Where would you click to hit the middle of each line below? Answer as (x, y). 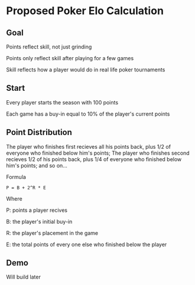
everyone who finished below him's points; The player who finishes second (98, 153)
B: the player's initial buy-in (39, 221)
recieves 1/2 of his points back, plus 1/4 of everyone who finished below (94, 159)
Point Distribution (39, 132)
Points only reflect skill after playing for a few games (70, 58)
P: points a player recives (37, 210)
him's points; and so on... (37, 165)
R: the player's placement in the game (52, 233)
